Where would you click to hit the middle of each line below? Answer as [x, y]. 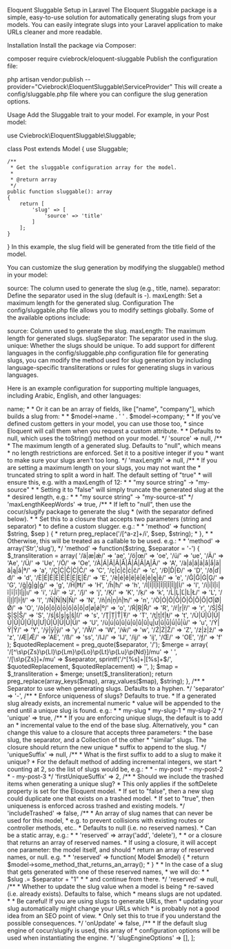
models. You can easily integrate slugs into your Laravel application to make [115, 25]
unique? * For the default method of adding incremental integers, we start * [114, 762]
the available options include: [49, 317]
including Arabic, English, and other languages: [74, 395]
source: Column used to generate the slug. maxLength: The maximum [106, 331]
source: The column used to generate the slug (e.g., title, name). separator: [114, 288]
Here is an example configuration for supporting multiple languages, [104, 388]
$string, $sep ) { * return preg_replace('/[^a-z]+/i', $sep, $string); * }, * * [110, 534]
